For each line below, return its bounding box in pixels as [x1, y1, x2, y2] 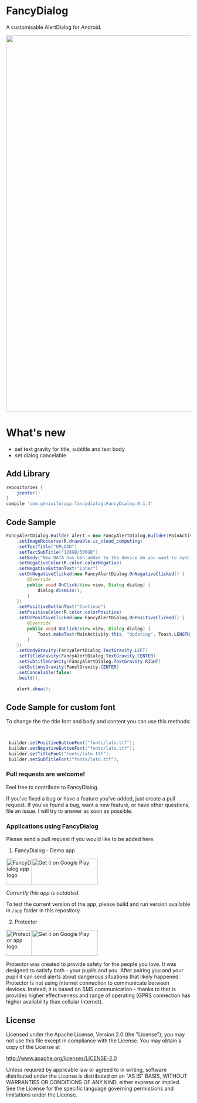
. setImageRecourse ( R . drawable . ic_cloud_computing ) [16, 538, 143, 544]
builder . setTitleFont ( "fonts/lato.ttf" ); [8, 750, 111, 757]
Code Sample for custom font [6, 702, 116, 712]
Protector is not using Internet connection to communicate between [6, 979, 170, 986]
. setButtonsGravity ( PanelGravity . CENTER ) [16, 664, 119, 670]
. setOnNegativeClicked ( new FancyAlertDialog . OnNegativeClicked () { [16, 571, 185, 577]
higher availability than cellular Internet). [6, 998, 104, 1005]
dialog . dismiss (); [37, 587, 83, 593]
